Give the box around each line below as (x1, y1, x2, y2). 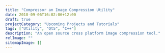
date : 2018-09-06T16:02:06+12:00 (5, 12, 76, 17)
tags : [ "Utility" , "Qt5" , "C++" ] (5, 26, 76, 31)
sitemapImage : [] (5, 40, 42, 45)
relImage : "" (5, 36, 33, 41)
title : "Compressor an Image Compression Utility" (5, 7, 115, 13)
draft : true (5, 17, 31, 22)
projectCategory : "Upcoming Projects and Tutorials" (5, 21, 120, 27)
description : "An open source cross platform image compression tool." (5, 31, 160, 36)
